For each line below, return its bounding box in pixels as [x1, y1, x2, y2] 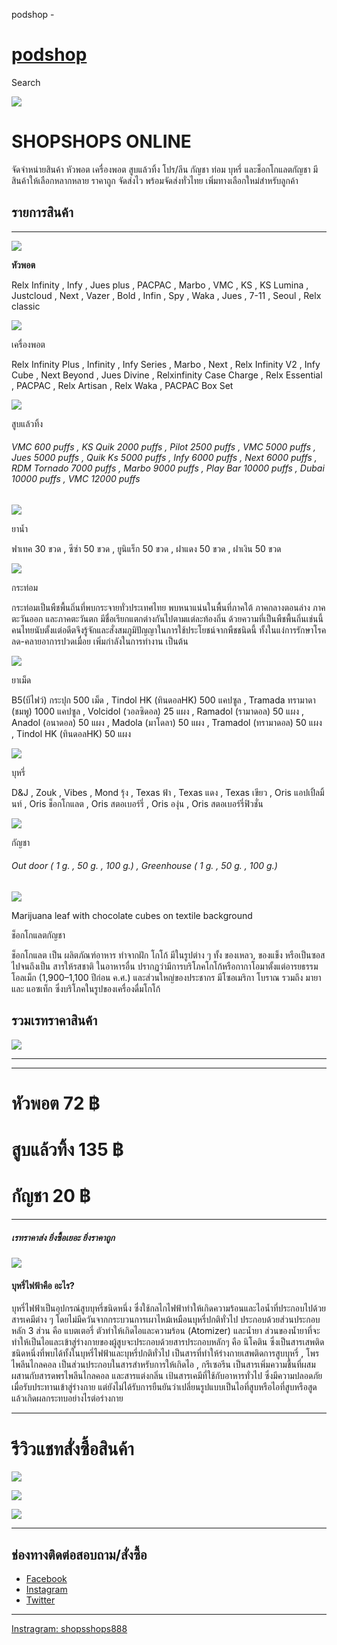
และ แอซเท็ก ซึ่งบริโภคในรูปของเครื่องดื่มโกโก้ [11, 983, 161, 995]
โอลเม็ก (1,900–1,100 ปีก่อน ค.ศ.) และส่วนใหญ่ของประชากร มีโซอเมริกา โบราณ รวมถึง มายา [11, 972, 322, 984]
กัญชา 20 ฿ [11, 1185, 92, 1208]
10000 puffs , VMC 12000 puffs [11, 473, 141, 485]
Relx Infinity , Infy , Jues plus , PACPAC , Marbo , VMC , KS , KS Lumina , [11, 279, 309, 291]
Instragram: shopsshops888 [11, 1623, 128, 1635]
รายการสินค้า [11, 204, 74, 221]
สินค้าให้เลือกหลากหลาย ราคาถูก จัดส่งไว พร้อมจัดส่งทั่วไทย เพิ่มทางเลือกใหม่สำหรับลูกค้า [11, 174, 299, 186]
